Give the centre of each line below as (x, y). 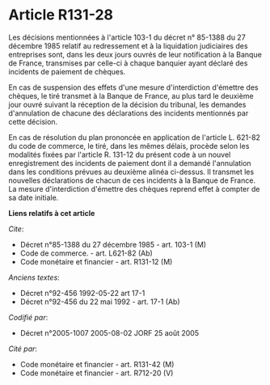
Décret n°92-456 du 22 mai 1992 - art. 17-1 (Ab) (100, 302)
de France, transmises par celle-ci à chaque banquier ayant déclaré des (128, 63)
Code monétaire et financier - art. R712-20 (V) (97, 373)
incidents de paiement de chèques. (67, 71)
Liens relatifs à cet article (52, 213)
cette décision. (33, 121)
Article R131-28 (61, 15)
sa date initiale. (34, 197)
